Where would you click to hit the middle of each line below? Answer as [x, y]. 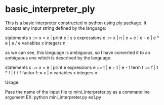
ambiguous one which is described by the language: [59, 57]
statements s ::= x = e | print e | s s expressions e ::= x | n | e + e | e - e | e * [82, 38]
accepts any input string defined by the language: [56, 28]
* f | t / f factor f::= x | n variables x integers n [51, 72]
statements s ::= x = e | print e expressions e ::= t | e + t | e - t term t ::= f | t [82, 67]
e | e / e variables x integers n [35, 43]
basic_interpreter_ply [50, 9]
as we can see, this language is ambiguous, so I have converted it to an [78, 52]
